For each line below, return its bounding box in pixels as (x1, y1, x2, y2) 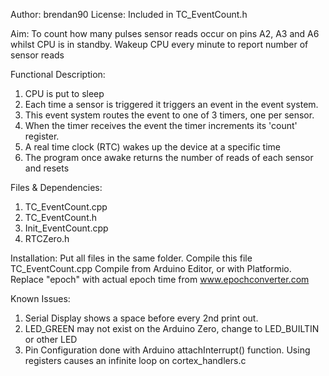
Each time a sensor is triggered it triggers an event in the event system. (24, 99, 319, 110)
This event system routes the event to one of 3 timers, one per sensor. (24, 109, 315, 121)
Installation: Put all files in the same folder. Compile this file (10, 252, 253, 264)
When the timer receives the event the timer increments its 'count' (24, 120, 298, 131)
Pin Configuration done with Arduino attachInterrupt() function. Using (24, 344, 311, 356)
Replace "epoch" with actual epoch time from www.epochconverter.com (10, 274, 310, 285)
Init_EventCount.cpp (24, 222, 109, 234)
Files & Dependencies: (10, 182, 103, 193)
